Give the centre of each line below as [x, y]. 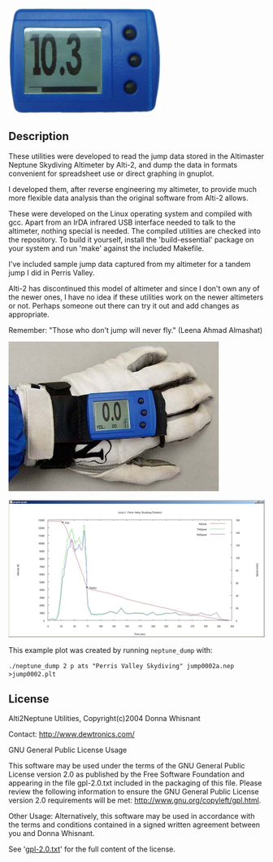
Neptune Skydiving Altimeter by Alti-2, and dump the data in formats [123, 164]
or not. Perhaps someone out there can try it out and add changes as [124, 305]
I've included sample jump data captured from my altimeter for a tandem [130, 264]
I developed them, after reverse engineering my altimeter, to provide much [133, 189]
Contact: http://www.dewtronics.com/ [72, 734]
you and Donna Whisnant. [52, 834]
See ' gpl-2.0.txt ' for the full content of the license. [92, 849]
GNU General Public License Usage [68, 750]
